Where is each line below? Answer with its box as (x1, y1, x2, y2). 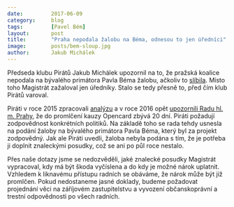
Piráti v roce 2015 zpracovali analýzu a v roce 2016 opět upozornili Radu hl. (7, 104, 224, 113)
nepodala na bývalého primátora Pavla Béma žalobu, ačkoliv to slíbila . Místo (7, 76, 226, 84)
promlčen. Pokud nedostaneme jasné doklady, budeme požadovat (7, 177, 198, 185)
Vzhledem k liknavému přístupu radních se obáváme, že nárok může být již (7, 169, 224, 178)
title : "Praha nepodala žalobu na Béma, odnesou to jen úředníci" (7, 36, 227, 43)
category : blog (7, 17, 64, 24)
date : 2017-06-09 (7, 10, 82, 17)
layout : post (7, 29, 64, 37)
